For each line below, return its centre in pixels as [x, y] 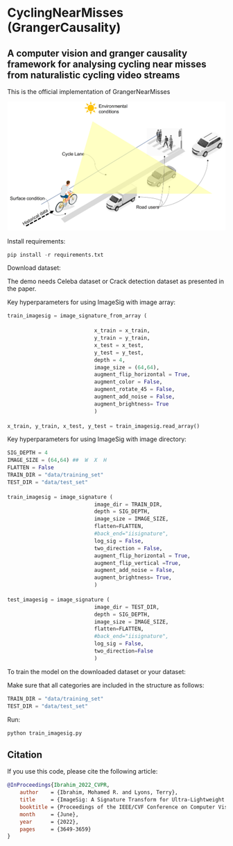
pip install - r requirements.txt [55, 255]
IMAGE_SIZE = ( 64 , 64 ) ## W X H [57, 461]
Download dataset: [34, 268]
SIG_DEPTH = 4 [28, 453]
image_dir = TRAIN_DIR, [128, 504]
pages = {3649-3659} [55, 829]
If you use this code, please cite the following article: [83, 772]
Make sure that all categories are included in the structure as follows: [106, 685]
